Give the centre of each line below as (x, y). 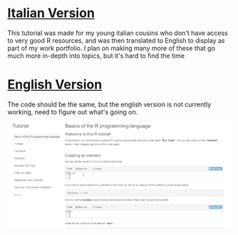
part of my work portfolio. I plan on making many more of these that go (112, 48)
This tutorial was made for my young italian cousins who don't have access (118, 33)
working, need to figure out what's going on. (73, 111)
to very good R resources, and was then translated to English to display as (116, 40)
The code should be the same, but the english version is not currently (109, 104)
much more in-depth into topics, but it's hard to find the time (96, 56)
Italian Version (51, 13)
